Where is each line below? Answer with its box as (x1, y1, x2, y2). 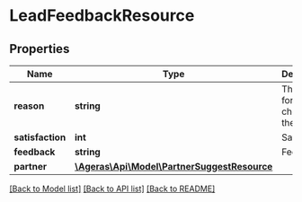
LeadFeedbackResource (9, 5, 195, 26)
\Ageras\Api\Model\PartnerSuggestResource (75, 161, 273, 172)
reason (13, 100, 45, 112)
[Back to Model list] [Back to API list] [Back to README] (9, 183, 216, 194)
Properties (9, 41, 70, 57)
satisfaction (13, 131, 67, 144)
